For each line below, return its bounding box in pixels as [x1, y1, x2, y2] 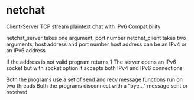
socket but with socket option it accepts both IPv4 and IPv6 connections [6, 64, 183, 71]
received [6, 88, 28, 95]
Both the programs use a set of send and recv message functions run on [6, 76, 183, 83]
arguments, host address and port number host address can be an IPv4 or [6, 41, 187, 48]
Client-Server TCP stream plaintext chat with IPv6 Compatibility [6, 23, 161, 30]
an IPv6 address [6, 46, 46, 54]
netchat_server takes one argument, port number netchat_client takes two [6, 34, 186, 41]
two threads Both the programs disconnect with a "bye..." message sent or [6, 82, 188, 89]
